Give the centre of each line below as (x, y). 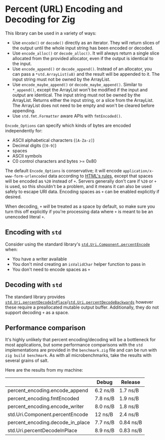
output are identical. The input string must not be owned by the (76, 95)
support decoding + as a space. (37, 312)
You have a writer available (40, 259)
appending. (24, 110)
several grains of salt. (27, 361)
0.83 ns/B (131, 431)
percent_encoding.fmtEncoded (43, 399)
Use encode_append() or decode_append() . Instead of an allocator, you (82, 69)
